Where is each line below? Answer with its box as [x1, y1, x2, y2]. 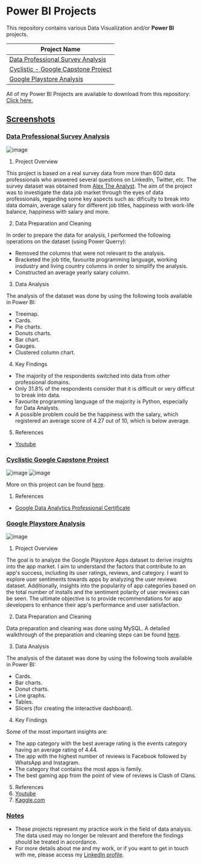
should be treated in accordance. [14, 838, 98, 845]
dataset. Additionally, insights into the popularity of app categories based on [6, 582, 196, 589]
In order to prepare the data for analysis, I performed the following [6, 231, 171, 238]
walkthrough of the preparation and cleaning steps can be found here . [6, 631, 181, 638]
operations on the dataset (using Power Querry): [6, 237, 127, 245]
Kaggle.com [14, 796, 45, 804]
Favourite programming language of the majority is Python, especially [14, 397, 188, 405]
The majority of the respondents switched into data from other [14, 372, 171, 379]
